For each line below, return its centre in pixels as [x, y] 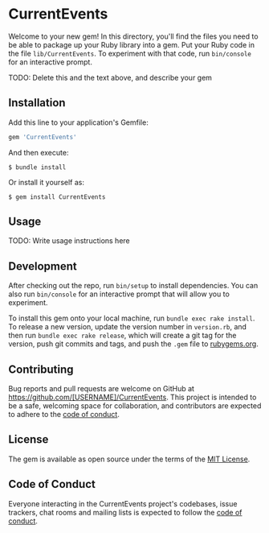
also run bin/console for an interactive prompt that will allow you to [119, 294]
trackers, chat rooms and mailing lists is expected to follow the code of [125, 512]
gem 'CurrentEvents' [43, 137]
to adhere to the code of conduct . [64, 415]
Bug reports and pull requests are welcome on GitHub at [102, 389]
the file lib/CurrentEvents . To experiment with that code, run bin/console [130, 53]
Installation [37, 103]
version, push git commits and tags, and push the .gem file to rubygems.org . [134, 344]
